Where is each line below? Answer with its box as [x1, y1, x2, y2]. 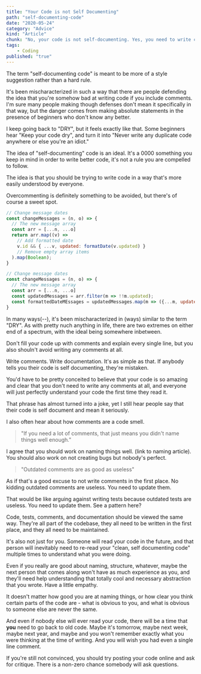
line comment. [6, 643, 42, 650]
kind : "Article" [6, 31, 47, 37]
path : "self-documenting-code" [6, 14, 84, 20]
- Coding [17, 48, 39, 54]
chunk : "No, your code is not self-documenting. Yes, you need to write [6, 37, 191, 43]
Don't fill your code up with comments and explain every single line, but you [6, 340, 193, 347]
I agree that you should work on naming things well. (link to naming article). [6, 448, 191, 455]
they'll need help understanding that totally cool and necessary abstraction [6, 574, 191, 582]
